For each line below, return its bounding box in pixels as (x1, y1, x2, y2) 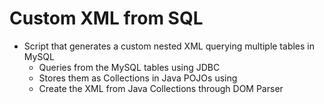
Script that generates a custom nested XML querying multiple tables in (23, 40, 315, 52)
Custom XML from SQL (9, 7, 204, 30)
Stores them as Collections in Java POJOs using (38, 72, 238, 84)
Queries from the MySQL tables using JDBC (38, 61, 221, 73)
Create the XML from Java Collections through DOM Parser (38, 82, 284, 94)
